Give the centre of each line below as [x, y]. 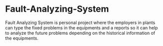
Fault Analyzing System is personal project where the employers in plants [80, 23]
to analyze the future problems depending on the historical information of [80, 33]
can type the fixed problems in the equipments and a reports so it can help [81, 27]
